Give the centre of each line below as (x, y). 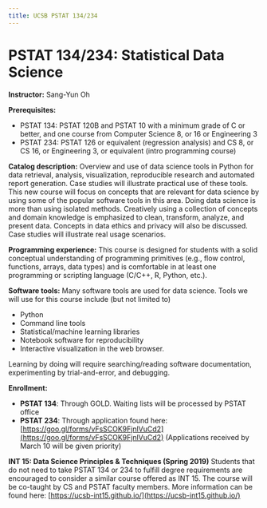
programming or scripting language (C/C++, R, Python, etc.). (108, 275)
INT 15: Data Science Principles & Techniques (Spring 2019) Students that (132, 461)
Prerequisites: (32, 109)
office (29, 411)
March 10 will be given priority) (71, 446)
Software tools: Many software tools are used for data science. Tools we (128, 290)
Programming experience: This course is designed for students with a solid (133, 249)
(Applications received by (207, 437)
